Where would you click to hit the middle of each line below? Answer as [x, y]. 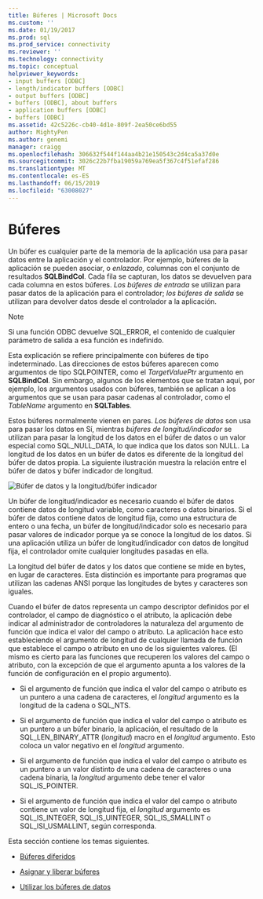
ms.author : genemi [38, 139]
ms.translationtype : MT [47, 169]
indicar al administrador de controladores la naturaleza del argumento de [126, 623]
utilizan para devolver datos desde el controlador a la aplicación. [113, 301]
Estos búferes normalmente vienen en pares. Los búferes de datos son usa [130, 420]
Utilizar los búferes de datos [65, 886]
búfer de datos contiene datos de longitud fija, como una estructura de [122, 517]
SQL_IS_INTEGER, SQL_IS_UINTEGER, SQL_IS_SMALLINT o [115, 817]
